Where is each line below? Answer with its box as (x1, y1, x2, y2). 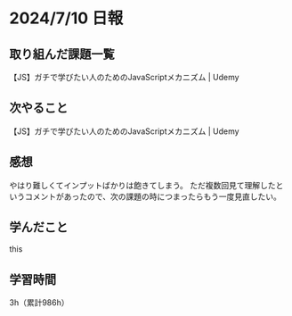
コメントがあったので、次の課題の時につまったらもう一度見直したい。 (24, 191, 282, 202)
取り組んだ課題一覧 (9, 46, 115, 62)
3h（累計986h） (9, 297, 69, 308)
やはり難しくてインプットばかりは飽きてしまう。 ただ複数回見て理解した (9, 179, 276, 190)
